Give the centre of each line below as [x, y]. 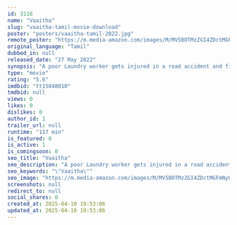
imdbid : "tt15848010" [39, 86]
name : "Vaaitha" [31, 20]
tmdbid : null [26, 92]
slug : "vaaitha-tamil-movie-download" [64, 27]
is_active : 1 [26, 145]
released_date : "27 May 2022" [52, 60]
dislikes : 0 [25, 112]
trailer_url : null [34, 125]
